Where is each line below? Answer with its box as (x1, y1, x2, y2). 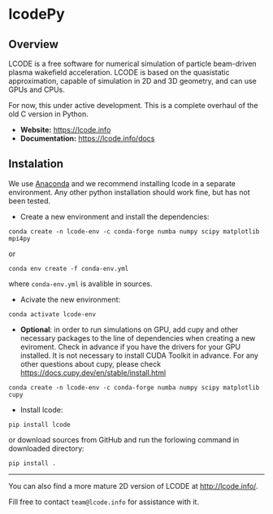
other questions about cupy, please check (19, 359, 161, 368)
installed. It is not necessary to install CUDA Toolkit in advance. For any (19, 351, 258, 360)
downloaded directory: (8, 443, 84, 453)
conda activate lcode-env (8, 310, 96, 318)
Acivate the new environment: (19, 294, 121, 304)
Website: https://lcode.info (19, 125, 111, 134)
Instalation (8, 157, 63, 171)
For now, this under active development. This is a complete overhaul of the (8, 101, 258, 110)
